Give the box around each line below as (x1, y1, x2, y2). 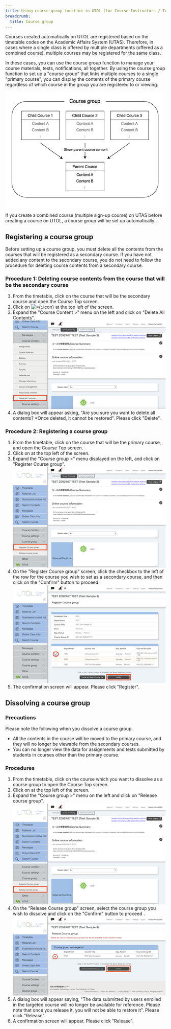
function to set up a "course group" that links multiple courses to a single (5, 71, 159, 77)
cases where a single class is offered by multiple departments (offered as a (5, 44, 163, 51)
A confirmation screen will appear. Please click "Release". (12, 1018, 134, 1024)
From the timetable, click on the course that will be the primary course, (12, 439, 161, 445)
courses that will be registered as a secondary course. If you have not (5, 251, 152, 258)
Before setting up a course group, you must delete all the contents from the (5, 246, 163, 253)
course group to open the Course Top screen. (12, 782, 109, 788)
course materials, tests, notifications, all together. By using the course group (5, 65, 165, 72)
